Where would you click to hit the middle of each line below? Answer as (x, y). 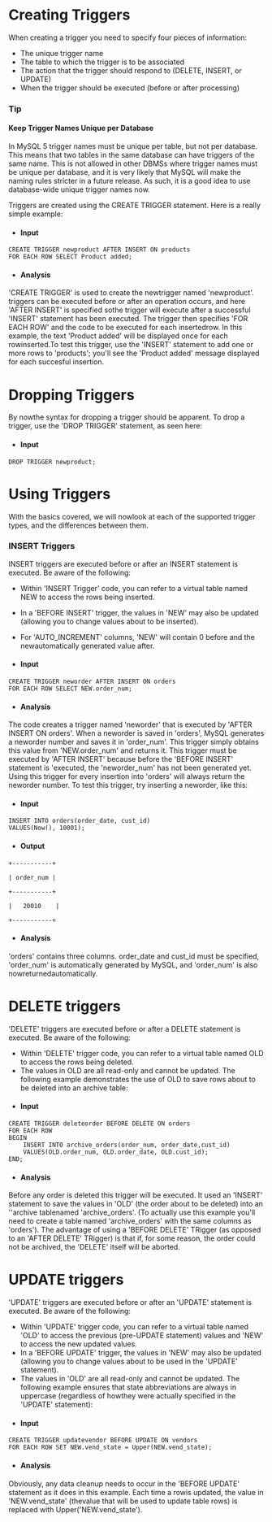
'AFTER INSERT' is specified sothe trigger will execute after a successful (130, 310)
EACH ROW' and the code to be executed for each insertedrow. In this (125, 328)
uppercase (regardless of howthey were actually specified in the (128, 1396)
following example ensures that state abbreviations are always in (128, 1387)
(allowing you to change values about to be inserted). (109, 621)
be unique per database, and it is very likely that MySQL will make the (125, 172)
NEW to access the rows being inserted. (87, 597)
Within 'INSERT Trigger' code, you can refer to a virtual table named (134, 588)
